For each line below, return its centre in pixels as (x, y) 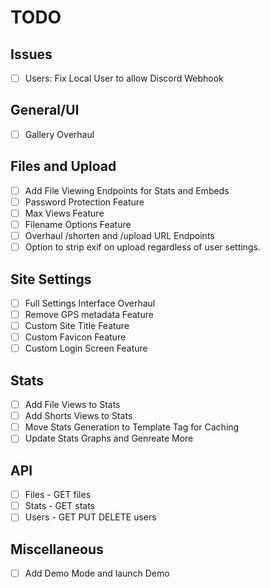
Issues (31, 54)
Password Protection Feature (84, 202)
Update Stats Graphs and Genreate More (109, 438)
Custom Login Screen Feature (86, 348)
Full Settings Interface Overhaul (90, 303)
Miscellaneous (57, 549)
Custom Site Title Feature (77, 326)
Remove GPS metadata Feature (89, 314)
